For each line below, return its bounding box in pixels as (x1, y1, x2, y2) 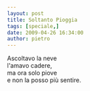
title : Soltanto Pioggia (7, 16, 78, 23)
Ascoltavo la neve (7, 54, 57, 62)
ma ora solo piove (7, 69, 57, 77)
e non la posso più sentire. (7, 76, 82, 84)
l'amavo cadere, (7, 62, 52, 70)
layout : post (7, 10, 44, 17)
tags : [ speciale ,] (7, 23, 59, 29)
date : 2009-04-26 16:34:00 (7, 29, 84, 36)
